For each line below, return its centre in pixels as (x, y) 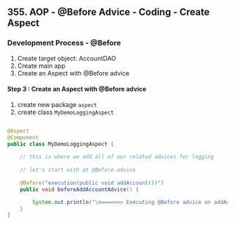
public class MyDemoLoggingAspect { (60, 144)
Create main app (41, 66)
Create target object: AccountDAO (67, 58)
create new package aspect (57, 104)
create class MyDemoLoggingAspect (65, 112)
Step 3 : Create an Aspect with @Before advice (77, 89)
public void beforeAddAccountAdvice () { (79, 189)
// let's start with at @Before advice (78, 170)
